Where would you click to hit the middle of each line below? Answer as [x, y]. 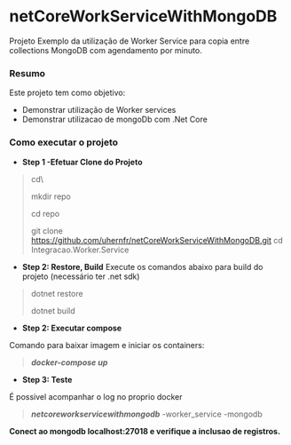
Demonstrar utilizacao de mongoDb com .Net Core [115, 119]
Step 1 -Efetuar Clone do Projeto [82, 162]
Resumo [28, 73]
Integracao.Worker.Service [80, 250]
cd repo [45, 213]
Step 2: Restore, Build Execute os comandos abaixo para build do [142, 266]
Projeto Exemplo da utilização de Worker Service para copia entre [130, 41]
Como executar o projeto [63, 142]
